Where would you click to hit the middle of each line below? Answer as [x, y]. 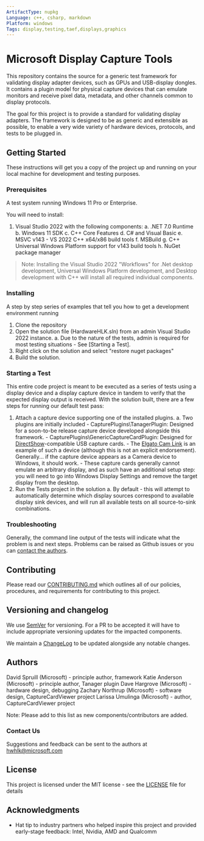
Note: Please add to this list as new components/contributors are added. [97, 715]
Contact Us [23, 730]
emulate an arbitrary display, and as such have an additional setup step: [105, 469]
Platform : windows [30, 23]
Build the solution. [38, 357]
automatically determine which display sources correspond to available [104, 495]
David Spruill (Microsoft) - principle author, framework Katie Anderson [94, 677]
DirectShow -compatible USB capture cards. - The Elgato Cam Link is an [105, 443]
